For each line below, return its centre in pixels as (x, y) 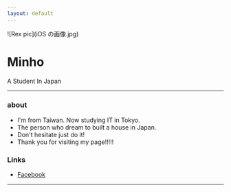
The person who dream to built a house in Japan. (87, 127)
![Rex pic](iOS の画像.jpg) (43, 34)
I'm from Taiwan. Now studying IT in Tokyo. (78, 120)
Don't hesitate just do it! (51, 134)
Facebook (31, 175)
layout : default (30, 13)
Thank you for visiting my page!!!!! (65, 142)
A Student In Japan (34, 81)
